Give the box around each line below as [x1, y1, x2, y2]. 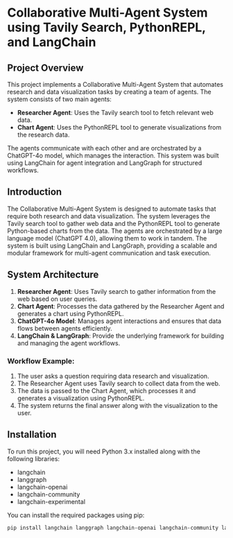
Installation [7, 428, 57, 441]
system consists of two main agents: [7, 95, 112, 103]
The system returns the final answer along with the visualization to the [17, 401, 218, 410]
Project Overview [7, 62, 84, 73]
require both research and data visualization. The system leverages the [7, 211, 210, 220]
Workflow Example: [7, 356, 75, 365]
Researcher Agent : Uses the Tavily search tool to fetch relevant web [17, 109, 214, 116]
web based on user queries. [17, 295, 98, 303]
